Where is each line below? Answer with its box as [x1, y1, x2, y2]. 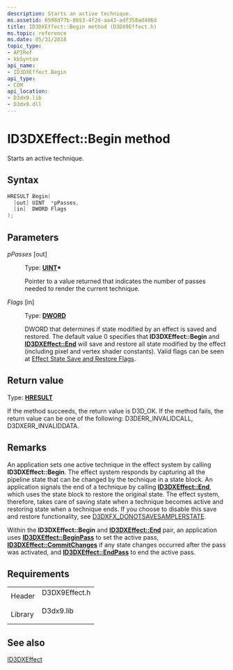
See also [7, 637, 45, 648]
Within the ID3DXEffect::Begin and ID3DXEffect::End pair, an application [7, 526, 218, 534]
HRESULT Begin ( [7, 192, 51, 199]
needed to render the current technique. [24, 284, 140, 293]
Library [10, 609, 34, 619]
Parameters [7, 231, 59, 243]
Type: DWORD [24, 311, 66, 319]
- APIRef [7, 50, 33, 56]
